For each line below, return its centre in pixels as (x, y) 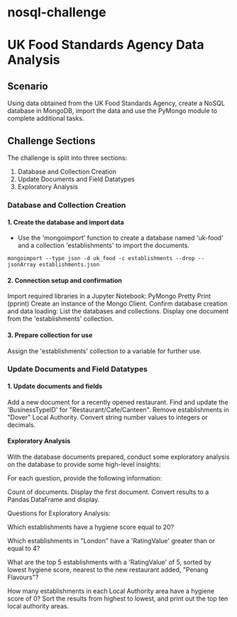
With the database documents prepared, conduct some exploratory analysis (118, 456)
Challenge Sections (51, 140)
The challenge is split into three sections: (67, 158)
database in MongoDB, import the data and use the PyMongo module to (112, 111)
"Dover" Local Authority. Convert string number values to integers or (108, 417)
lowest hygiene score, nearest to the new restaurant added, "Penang (108, 569)
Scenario (28, 86)
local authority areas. (38, 606)
